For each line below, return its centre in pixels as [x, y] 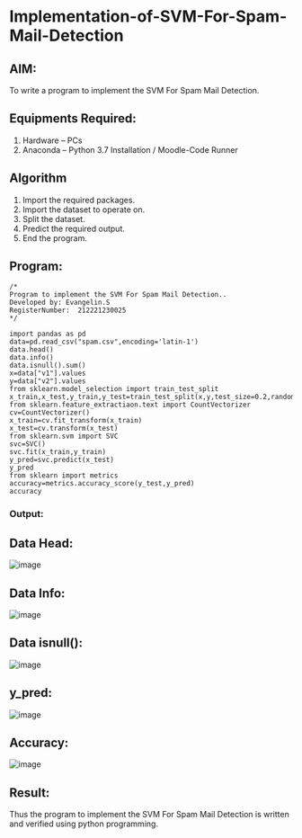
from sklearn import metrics [64, 476]
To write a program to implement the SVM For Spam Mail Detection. [134, 90]
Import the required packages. [79, 200]
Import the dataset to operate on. [84, 209]
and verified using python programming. [84, 824]
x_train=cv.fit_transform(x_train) [76, 421]
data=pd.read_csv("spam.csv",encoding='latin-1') [104, 342]
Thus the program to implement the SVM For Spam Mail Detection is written [149, 815]
